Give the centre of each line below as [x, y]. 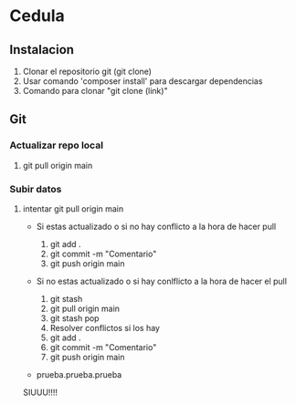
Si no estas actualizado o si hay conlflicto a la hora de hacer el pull [162, 281]
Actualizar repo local [56, 145]
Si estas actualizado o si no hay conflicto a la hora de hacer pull [156, 226]
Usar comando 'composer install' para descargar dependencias [143, 81]
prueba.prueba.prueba [79, 374]
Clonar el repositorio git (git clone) [87, 71]
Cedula [37, 16]
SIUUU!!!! [40, 392]
